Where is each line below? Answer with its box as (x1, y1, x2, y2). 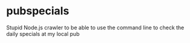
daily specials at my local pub (6, 30, 80, 37)
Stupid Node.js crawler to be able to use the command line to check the (6, 24, 185, 31)
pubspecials (6, 4, 69, 18)
